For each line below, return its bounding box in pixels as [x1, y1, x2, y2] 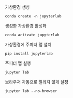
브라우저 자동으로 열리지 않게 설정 [5, 79, 69, 84]
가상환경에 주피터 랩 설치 [5, 42, 52, 47]
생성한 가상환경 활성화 [5, 23, 47, 28]
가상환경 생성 [5, 4, 30, 10]
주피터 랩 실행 [5, 60, 31, 66]
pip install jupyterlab [5, 51, 53, 56]
